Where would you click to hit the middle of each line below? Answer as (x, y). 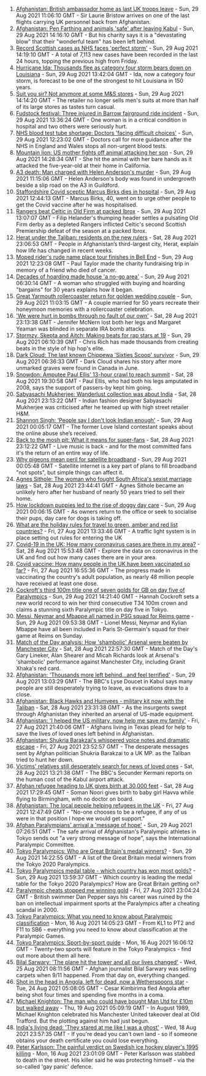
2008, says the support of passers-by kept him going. (84, 387)
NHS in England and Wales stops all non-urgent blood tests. (91, 146)
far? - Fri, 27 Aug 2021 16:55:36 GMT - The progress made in (93, 570)
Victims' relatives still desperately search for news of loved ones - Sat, (105, 766)
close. (24, 694)
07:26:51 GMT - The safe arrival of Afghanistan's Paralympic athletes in (106, 831)
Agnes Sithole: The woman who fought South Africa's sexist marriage (104, 479)
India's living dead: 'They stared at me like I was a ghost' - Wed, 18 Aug (106, 1027)
